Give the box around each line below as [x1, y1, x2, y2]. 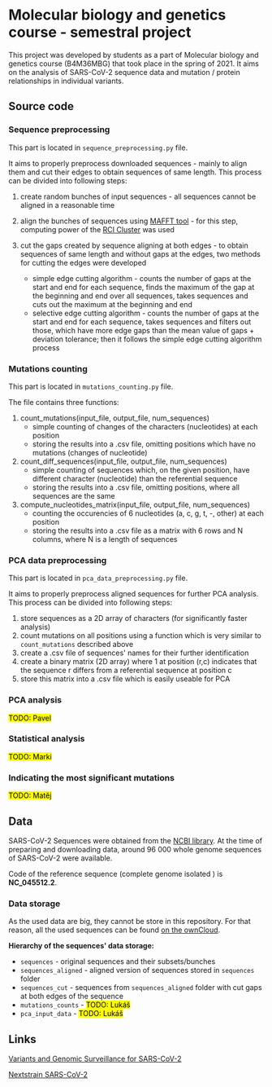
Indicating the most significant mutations [8, 772, 175, 783]
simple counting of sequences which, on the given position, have [32, 464, 250, 474]
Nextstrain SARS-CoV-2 [8, 1070, 88, 1080]
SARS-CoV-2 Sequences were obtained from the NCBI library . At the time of [8, 835, 262, 845]
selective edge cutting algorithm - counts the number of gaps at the [32, 308, 260, 318]
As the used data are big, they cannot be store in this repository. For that [8, 917, 252, 926]
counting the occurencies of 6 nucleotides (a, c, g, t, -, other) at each [32, 508, 264, 518]
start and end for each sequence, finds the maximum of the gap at [32, 282, 255, 292]
